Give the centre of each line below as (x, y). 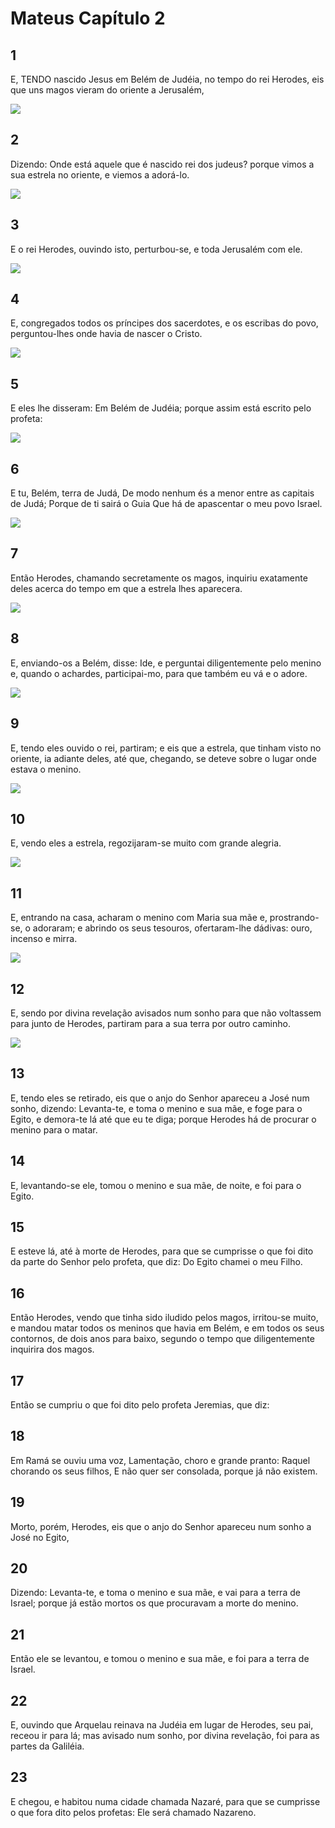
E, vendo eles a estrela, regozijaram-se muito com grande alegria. (146, 843)
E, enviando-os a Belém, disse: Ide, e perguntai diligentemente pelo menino (166, 663)
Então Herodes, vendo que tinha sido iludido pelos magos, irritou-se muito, (164, 1318)
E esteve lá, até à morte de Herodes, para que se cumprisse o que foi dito (162, 1251)
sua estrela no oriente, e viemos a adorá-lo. (100, 174)
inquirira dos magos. (52, 1349)
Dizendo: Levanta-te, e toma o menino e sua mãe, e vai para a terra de (155, 1593)
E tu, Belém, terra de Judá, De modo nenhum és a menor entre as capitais (162, 493)
